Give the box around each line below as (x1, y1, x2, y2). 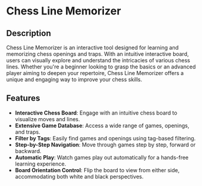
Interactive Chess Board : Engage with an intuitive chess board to (14, 109, 177, 116)
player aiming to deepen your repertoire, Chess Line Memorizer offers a (6, 70, 184, 76)
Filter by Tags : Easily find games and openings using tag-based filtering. (14, 134, 196, 142)
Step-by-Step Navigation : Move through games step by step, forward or (14, 141, 196, 148)
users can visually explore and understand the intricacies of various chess (6, 57, 191, 64)
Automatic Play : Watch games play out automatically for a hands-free (14, 154, 189, 161)
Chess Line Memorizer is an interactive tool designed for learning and (6, 44, 179, 51)
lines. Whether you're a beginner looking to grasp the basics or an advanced (6, 63, 196, 70)
